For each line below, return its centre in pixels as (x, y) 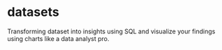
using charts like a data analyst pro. (58, 38)
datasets (33, 12)
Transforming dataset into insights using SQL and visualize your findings (111, 31)
